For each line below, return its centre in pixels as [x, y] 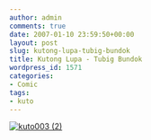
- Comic [24, 84]
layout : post [34, 43]
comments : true [38, 26]
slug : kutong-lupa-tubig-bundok [70, 51]
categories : [31, 76]
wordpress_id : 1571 [46, 68]
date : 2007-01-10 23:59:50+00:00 [72, 34]
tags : [19, 92]
